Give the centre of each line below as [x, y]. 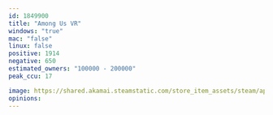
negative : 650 [32, 62]
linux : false [30, 46]
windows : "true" [36, 31]
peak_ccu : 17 [30, 76]
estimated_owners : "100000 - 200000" [72, 69]
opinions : [25, 98]
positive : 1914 [34, 53]
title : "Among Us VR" [45, 23]
